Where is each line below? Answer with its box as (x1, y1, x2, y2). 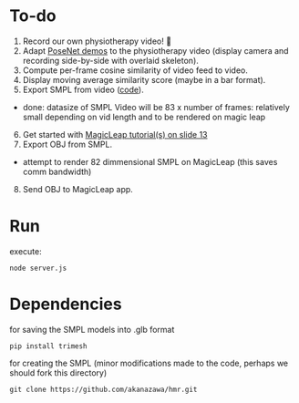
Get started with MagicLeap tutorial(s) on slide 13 (22, 129, 208, 139)
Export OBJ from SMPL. (22, 139, 112, 150)
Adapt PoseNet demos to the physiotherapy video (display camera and (22, 45, 289, 56)
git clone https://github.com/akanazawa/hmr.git (9, 385, 198, 394)
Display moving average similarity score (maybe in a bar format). (22, 74, 266, 85)
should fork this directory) (9, 367, 108, 378)
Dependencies (9, 294, 122, 315)
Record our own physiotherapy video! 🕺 (22, 36, 171, 46)
